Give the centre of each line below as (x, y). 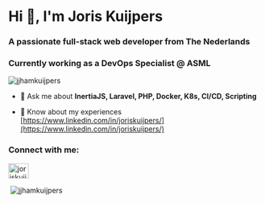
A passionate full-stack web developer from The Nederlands (129, 42)
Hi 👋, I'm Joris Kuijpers (86, 17)
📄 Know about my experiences (71, 112)
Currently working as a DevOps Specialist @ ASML (110, 64)
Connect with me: (44, 150)
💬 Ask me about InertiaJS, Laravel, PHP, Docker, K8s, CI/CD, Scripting (138, 97)
